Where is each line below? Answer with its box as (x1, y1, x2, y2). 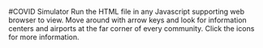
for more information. (8, 32, 80, 42)
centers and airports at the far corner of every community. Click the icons (8, 24, 255, 33)
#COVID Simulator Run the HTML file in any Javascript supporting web (8, 7, 245, 16)
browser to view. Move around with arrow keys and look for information (8, 15, 248, 25)
